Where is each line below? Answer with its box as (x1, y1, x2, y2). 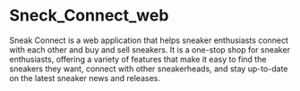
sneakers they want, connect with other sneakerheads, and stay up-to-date (9, 63, 288, 74)
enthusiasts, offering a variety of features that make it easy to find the (9, 54, 267, 64)
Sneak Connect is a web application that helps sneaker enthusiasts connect (9, 35, 289, 45)
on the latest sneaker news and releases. (9, 72, 161, 83)
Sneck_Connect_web (9, 5, 169, 26)
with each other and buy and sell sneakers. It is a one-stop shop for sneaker (9, 44, 291, 54)
